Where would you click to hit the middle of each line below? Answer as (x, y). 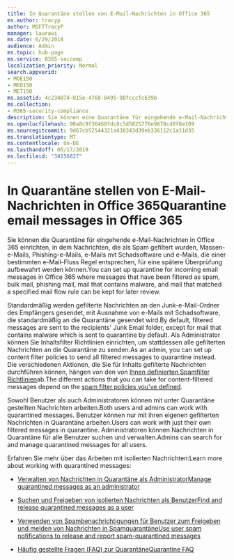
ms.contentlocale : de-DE (43, 144)
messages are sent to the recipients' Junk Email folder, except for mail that (114, 327)
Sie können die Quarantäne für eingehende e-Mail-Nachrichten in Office (111, 240)
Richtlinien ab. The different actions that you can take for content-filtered (110, 379)
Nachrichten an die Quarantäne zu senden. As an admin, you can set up (110, 349)
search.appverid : (32, 72)
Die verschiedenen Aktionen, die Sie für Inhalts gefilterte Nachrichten (107, 364)
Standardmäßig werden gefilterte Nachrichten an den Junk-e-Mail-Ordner (114, 305)
